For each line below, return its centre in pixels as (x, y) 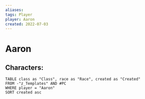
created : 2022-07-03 (27, 24)
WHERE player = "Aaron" (30, 88)
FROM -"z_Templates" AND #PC (36, 84)
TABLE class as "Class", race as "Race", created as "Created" (73, 79)
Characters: (24, 67)
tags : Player (19, 15)
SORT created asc (23, 92)
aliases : (14, 10)
